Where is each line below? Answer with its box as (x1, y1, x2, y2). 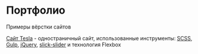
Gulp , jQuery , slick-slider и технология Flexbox (6, 41, 121, 48)
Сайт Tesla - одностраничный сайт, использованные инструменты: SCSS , (6, 34, 193, 42)
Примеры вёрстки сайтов (6, 23, 72, 30)
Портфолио (6, 4, 66, 17)
